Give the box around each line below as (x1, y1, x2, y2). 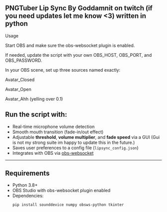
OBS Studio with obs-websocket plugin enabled (12, 188, 111, 194)
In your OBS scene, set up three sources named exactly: (5, 67, 121, 73)
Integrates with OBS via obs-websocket (12, 150, 94, 156)
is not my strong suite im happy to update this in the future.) (12, 139, 135, 145)
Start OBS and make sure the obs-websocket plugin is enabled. (5, 42, 135, 48)
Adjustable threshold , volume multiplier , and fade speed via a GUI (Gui (12, 134, 160, 140)
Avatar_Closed (5, 77, 35, 83)
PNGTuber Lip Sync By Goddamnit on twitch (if (5, 4, 153, 12)
